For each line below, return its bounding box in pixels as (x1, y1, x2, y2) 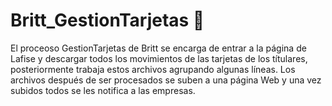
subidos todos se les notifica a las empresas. (10, 84, 196, 96)
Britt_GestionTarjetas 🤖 (10, 9, 205, 32)
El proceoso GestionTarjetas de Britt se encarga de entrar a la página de (10, 42, 307, 54)
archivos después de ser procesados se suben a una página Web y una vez (10, 74, 322, 86)
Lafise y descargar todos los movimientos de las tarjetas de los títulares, (10, 52, 308, 64)
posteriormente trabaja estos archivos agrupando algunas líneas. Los (10, 63, 296, 75)
